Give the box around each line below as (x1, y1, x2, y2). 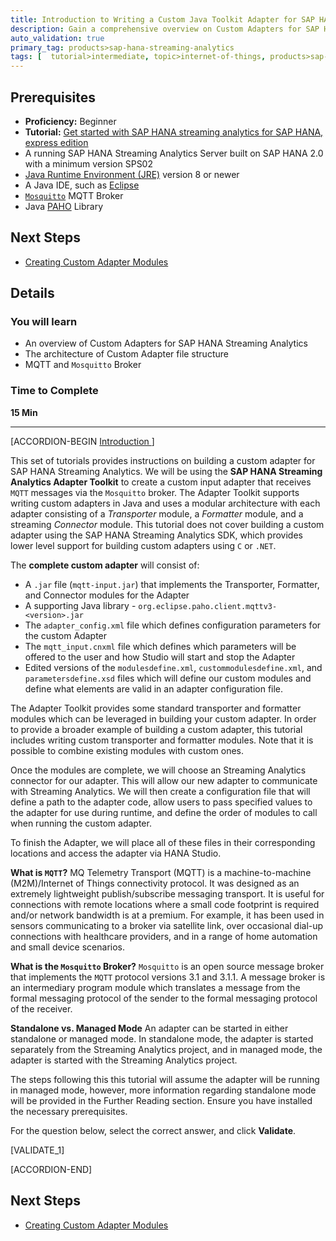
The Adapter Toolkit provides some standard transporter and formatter (10, 702, 302, 714)
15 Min (10, 406, 38, 418)
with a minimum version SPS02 (24, 157, 153, 170)
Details (10, 285, 55, 302)
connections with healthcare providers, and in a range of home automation (10, 930, 318, 942)
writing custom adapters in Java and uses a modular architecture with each (10, 497, 321, 509)
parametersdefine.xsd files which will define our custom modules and (24, 672, 312, 684)
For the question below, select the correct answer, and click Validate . (10, 1124, 297, 1136)
